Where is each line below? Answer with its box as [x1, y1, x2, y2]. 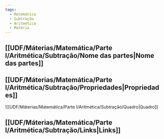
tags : [5, 7, 16, 12]
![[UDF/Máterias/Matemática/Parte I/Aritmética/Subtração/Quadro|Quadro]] [5, 104, 158, 110]
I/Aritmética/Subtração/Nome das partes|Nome [5, 51, 155, 59]
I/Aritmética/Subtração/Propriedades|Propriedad [5, 83, 160, 91]
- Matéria [9, 26, 29, 30]
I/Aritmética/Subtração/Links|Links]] [5, 126, 121, 134]
